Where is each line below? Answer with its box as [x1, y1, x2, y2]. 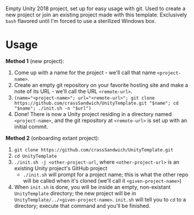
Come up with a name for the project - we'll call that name [14, 69, 156, 76]
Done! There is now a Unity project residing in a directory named [14, 110, 172, 117]
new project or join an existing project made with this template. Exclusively [5, 11, 187, 18]
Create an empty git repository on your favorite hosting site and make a [14, 81, 189, 88]
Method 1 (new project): [5, 57, 64, 64]
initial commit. [14, 123, 48, 130]
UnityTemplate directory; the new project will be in [14, 190, 137, 197]
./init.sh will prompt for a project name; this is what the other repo [22, 171, 189, 178]
